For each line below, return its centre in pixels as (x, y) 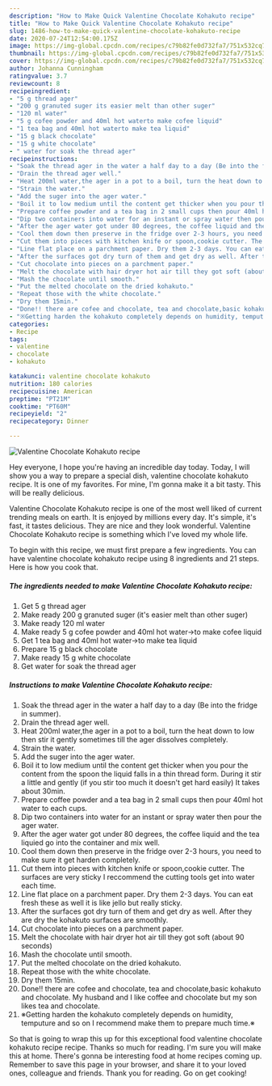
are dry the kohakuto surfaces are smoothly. (94, 919)
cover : (20, 61)
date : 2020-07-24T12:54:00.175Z (63, 38)
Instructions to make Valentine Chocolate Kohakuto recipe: (111, 685)
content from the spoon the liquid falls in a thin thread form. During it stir (141, 774)
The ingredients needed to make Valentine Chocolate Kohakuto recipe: (131, 585)
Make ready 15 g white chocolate (76, 657)
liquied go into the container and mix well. (90, 843)
